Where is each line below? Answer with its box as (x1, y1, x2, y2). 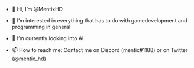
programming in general (11, 24, 71, 30)
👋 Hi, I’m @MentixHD (11, 6, 63, 12)
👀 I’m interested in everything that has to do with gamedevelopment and (11, 17, 187, 24)
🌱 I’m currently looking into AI (11, 35, 84, 41)
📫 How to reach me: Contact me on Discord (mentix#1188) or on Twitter (11, 47, 188, 53)
